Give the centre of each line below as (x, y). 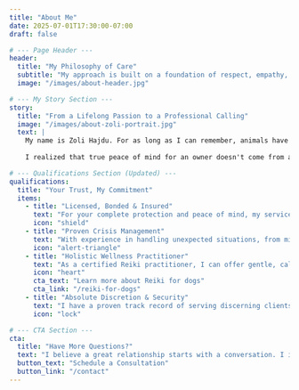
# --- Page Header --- (51, 50)
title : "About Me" (43, 17)
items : (29, 198)
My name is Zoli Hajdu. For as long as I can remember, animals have (157, 141)
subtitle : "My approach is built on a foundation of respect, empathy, (153, 75)
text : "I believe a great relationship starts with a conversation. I (151, 355)
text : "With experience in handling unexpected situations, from (156, 240)
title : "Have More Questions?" (75, 347)
